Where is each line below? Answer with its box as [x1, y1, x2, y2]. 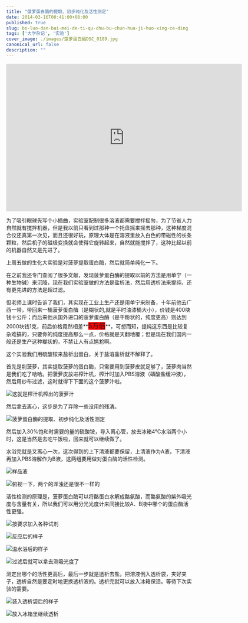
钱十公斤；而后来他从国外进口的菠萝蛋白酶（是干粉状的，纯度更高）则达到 [6, 314, 187, 321]
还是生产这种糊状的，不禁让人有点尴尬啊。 [11, 338, 115, 345]
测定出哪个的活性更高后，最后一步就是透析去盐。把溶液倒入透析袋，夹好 [6, 570, 181, 578]
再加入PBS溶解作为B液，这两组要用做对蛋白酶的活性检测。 [6, 455, 149, 462]
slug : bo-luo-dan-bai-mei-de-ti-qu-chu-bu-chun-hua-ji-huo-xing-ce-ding [6, 25, 189, 31]
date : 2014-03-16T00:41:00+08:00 [6, 14, 88, 20]
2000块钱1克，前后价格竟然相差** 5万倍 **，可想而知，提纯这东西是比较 [6, 321, 183, 330]
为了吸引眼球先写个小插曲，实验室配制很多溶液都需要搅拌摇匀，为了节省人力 [6, 217, 192, 224]
